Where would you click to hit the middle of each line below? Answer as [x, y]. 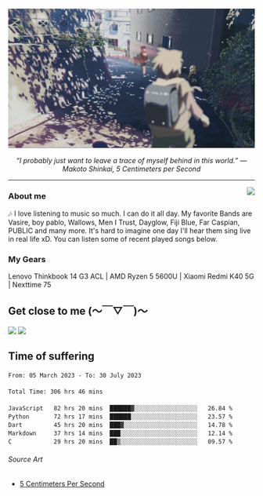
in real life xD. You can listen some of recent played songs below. [113, 239]
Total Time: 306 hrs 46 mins [56, 392]
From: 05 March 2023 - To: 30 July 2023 [75, 375]
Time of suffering [51, 357]
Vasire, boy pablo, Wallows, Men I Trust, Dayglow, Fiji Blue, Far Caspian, [124, 222]
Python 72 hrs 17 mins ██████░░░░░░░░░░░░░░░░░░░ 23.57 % [121, 417]
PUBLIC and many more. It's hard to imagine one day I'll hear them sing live [130, 230]
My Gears [27, 259]
